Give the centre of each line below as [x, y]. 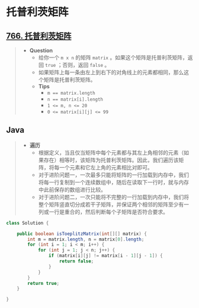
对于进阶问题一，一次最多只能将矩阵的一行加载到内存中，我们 [114, 175]
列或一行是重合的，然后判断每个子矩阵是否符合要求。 [103, 211]
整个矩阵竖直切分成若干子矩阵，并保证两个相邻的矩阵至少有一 [114, 204]
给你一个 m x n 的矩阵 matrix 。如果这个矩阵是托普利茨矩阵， [113, 57]
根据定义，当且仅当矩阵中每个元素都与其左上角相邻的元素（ [111, 152]
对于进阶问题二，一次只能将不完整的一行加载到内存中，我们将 [114, 197]
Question [41, 50]
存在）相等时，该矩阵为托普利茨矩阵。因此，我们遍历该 [111, 160]
